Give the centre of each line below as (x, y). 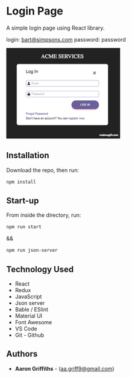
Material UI (29, 316)
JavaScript (28, 296)
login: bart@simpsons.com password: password (66, 39)
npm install (21, 182)
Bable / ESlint (31, 309)
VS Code (26, 328)
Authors (22, 354)
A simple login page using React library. (55, 28)
